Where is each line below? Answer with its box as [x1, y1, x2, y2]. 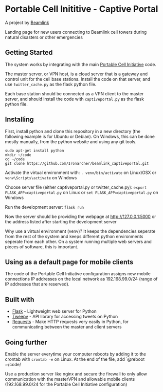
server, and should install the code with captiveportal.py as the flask [5, 96, 145, 102]
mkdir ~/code [5, 152, 32, 157]
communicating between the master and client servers [12, 324, 122, 330]
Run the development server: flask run [5, 204, 84, 210]
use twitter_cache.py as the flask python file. [5, 81, 96, 87]
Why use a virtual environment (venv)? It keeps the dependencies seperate [5, 228, 156, 234]
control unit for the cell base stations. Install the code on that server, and [5, 76, 151, 82]
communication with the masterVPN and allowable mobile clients [5, 376, 135, 382]
